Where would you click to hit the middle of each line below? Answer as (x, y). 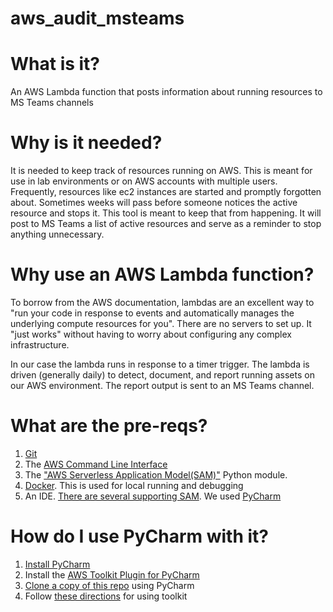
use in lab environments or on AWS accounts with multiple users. (144, 181)
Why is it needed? (86, 143)
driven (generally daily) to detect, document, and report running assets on (162, 375)
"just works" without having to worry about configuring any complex (151, 334)
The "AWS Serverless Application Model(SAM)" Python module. (156, 474)
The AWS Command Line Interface (96, 464)
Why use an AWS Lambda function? (162, 274)
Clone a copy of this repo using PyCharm (109, 585)
